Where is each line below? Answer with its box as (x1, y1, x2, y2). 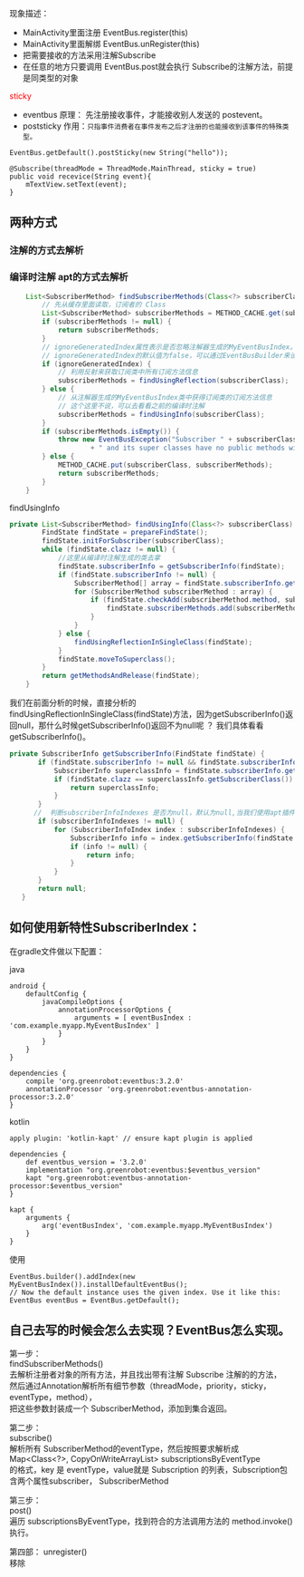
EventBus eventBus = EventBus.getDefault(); (9, 1295, 180, 1305)
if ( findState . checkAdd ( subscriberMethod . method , (90, 595, 281, 605)
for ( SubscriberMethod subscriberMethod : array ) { (73, 587, 273, 596)
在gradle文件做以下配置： (9, 945, 105, 956)
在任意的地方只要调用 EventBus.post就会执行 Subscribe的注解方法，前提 (22, 62, 294, 72)
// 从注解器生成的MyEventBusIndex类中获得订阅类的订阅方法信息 (57, 393, 273, 402)
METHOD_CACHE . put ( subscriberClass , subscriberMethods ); (57, 460, 273, 469)
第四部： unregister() (9, 1546, 88, 1557)
